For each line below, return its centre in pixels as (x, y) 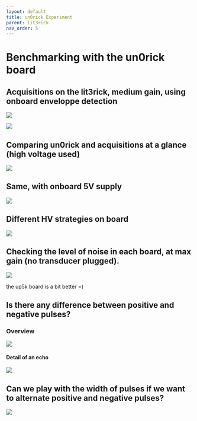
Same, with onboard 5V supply (64, 186)
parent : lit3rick (28, 23)
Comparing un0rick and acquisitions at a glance (96, 145)
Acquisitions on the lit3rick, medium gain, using (96, 92)
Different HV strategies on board (67, 219)
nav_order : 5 (22, 28)
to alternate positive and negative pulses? (85, 398)
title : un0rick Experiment (39, 17)
